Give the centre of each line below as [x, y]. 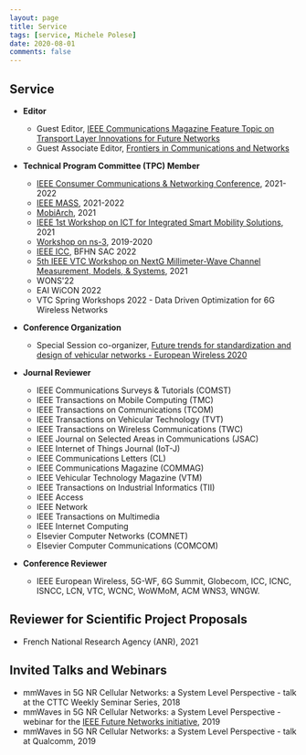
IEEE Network [62, 506]
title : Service [38, 27]
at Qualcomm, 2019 [59, 740]
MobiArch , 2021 [66, 212]
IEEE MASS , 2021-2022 [80, 203]
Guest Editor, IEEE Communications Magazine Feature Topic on [155, 128]
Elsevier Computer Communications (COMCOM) [127, 546]
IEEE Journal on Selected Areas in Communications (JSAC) [147, 439]
